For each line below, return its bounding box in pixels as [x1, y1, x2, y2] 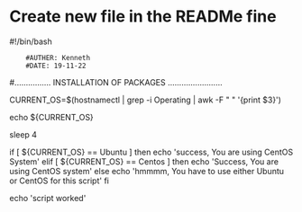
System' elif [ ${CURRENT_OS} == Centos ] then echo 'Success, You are [9, 155, 279, 167]
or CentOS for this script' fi [9, 175, 110, 186]
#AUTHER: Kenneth [25, 53, 91, 62]
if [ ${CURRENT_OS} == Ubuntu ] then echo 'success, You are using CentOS [9, 146, 294, 157]
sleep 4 [9, 128, 38, 140]
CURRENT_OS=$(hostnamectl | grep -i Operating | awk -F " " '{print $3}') [9, 94, 282, 105]
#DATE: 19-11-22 [25, 61, 87, 70]
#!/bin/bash [9, 36, 52, 47]
